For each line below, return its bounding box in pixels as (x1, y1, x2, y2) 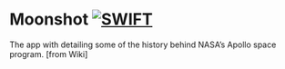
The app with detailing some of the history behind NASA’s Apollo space (9, 39, 277, 50)
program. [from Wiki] (9, 48, 88, 59)
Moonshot (9, 9, 89, 30)
